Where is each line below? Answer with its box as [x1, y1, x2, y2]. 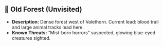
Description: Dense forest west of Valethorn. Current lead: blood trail [11, 18, 159, 25]
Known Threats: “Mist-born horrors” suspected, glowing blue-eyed [11, 29, 156, 36]
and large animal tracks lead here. [11, 24, 84, 30]
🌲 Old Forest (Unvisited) [4, 5, 82, 14]
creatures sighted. [11, 35, 51, 41]
